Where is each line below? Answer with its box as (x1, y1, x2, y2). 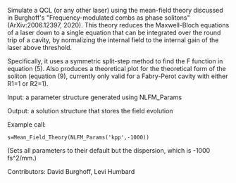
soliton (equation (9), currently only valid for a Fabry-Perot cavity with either (7, 72, 228, 80)
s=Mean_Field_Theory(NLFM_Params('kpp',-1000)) (7, 134, 150, 141)
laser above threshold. (7, 44, 73, 51)
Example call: (7, 120, 46, 129)
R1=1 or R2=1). (7, 80, 49, 87)
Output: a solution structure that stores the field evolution (7, 107, 174, 115)
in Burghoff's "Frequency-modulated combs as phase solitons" (7, 13, 190, 22)
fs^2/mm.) (7, 154, 37, 162)
